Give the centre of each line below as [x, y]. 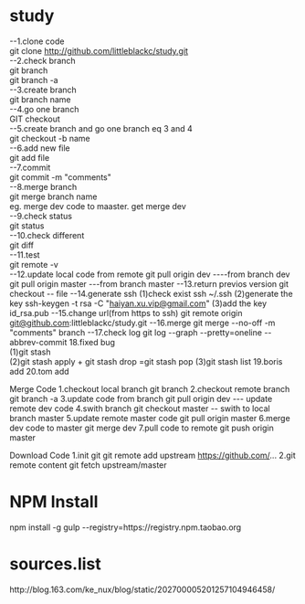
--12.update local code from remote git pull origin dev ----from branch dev [150, 274]
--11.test [25, 254]
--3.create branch [43, 90]
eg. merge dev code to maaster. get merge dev [98, 206]
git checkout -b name [50, 138]
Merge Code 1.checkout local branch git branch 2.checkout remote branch [150, 388]
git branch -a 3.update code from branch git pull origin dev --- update [141, 398]
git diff [22, 245]
